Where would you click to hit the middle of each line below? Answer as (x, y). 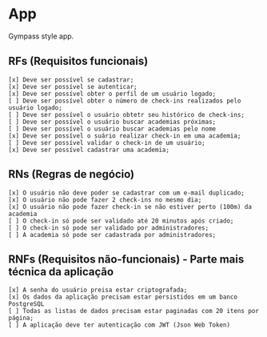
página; (21, 318)
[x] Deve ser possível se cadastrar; (71, 80)
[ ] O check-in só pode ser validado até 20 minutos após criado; (121, 221)
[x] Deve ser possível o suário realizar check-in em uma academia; (125, 136)
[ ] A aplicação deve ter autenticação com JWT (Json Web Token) (119, 325)
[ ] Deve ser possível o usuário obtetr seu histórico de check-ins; (127, 114)
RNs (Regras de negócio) (71, 174)
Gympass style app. (41, 36)
